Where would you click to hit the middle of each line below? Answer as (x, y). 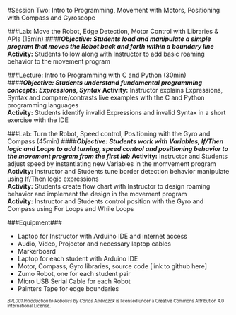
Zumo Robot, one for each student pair (74, 274)
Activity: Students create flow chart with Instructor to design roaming (109, 186)
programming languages (43, 105)
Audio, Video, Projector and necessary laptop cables (94, 244)
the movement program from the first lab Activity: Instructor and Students (118, 156)
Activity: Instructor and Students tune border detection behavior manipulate (118, 171)
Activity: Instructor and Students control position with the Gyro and (106, 201)
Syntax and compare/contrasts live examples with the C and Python (106, 97)
